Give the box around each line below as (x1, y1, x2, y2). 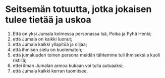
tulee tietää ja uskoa (5, 14, 92, 25)
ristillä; (12, 57, 27, 63)
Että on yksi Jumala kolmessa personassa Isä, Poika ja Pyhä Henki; (12, 30, 152, 36)
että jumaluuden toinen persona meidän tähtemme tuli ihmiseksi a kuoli (12, 51, 160, 58)
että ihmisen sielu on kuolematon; (12, 46, 83, 52)
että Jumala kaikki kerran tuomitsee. (12, 67, 88, 73)
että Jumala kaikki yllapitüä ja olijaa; (12, 41, 87, 47)
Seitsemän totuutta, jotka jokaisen (5, 3, 152, 15)
